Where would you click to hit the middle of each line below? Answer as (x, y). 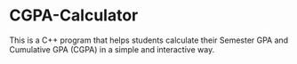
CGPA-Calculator (74, 16)
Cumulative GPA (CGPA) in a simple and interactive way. (112, 49)
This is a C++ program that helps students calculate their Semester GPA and (149, 40)
